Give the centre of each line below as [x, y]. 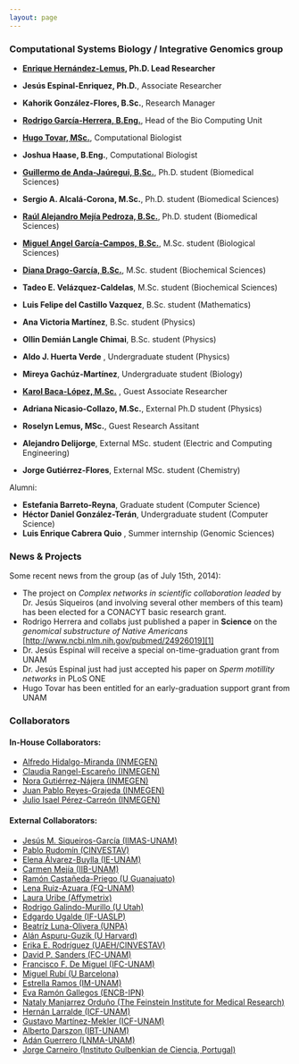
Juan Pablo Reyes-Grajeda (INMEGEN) [93, 790]
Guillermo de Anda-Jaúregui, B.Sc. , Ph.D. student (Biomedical [138, 172]
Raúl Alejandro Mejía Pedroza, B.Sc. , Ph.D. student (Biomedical [140, 216]
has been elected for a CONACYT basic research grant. [124, 612]
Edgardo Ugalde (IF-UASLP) [74, 916]
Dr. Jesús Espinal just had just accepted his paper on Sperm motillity [148, 669]
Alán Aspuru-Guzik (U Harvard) [80, 935]
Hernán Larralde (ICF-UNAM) [76, 1011]
